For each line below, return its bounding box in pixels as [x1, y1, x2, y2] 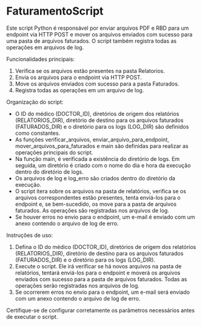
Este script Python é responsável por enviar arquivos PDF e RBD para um [6, 24, 189, 32]
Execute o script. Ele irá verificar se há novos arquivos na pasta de [15, 262, 182, 270]
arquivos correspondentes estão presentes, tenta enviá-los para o [15, 194, 181, 201]
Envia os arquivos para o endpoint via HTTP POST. [15, 73, 143, 81]
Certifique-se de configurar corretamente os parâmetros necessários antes [6, 307, 195, 314]
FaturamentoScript [6, 4, 104, 18]
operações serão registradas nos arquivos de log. [15, 282, 140, 289]
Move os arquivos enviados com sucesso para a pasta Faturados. [15, 80, 180, 87]
